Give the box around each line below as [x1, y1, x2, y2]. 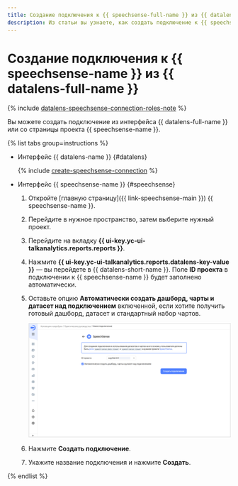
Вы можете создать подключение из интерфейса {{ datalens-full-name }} [7, 118, 228, 126]
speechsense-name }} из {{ [7, 65, 175, 82]
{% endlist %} [7, 472, 48, 480]
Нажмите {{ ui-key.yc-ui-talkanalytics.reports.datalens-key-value [28, 258, 229, 266]
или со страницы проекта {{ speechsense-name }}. [7, 125, 161, 134]
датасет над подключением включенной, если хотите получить [28, 302, 225, 310]
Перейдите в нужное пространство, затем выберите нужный [28, 215, 214, 223]
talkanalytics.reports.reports [28, 244, 116, 253]
